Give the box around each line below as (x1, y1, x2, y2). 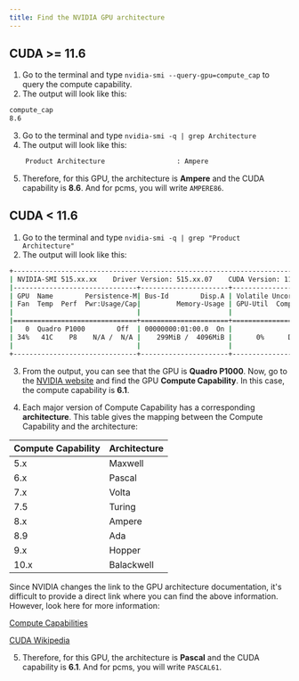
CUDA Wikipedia (9, 635, 70, 645)
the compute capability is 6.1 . (21, 384, 130, 395)
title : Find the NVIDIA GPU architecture (9, 12, 166, 22)
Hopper (109, 544, 141, 556)
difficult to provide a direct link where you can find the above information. (9, 590, 279, 602)
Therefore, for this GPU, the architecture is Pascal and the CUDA (21, 652, 260, 662)
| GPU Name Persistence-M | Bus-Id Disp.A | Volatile (9, 291, 269, 300)
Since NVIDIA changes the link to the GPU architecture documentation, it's (9, 581, 282, 592)
